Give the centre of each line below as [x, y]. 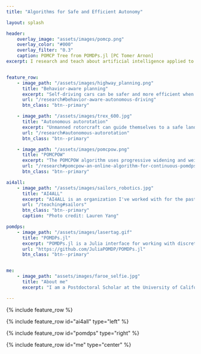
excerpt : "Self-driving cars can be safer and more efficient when [108, 94]
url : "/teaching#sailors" [54, 205]
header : [16, 34]
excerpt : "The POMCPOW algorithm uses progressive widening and [104, 160]
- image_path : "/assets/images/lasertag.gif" [75, 232]
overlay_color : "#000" [45, 45]
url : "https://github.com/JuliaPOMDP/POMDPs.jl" [84, 249]
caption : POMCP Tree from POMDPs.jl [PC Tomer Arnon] [85, 56]
